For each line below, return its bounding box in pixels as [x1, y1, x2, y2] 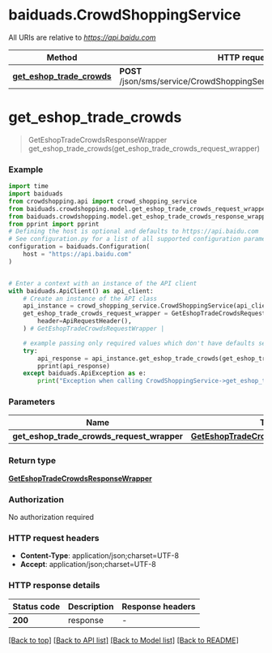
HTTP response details [8, 580, 100, 591]
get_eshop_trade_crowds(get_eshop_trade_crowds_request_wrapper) [28, 144, 261, 153]
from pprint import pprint [8, 220, 100, 228]
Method [46, 51, 78, 62]
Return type [8, 455, 57, 466]
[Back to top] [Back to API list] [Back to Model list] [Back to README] [8, 635, 239, 645]
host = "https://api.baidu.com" [23, 250, 132, 259]
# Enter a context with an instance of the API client [8, 279, 198, 287]
